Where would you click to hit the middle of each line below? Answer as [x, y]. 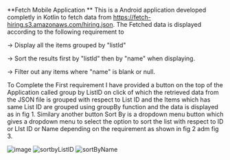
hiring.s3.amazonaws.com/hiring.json [60, 24]
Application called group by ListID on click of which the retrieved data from [113, 92]
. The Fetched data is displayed [157, 24]
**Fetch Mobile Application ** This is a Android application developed [107, 10]
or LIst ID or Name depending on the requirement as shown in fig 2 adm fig [113, 129]
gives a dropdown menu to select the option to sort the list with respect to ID [115, 122]
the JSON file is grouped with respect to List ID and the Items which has [109, 100]
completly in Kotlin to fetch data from [59, 17]
